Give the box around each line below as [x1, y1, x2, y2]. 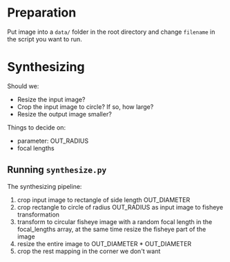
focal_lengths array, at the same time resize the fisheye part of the [17, 225, 207, 233]
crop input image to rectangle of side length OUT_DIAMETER [17, 195, 191, 204]
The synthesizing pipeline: [7, 182, 82, 190]
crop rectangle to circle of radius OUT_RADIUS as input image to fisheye [17, 203, 223, 211]
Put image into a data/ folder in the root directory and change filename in [7, 28, 215, 36]
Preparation [7, 5, 77, 21]
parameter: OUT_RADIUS [17, 137, 88, 145]
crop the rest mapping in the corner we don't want [17, 247, 161, 255]
